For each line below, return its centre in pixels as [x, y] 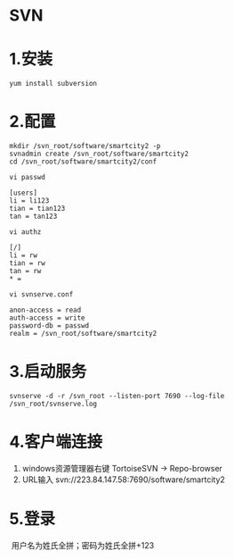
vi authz [25, 232]
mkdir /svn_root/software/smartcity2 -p [85, 146]
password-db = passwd [49, 326]
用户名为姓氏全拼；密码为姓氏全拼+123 [83, 545]
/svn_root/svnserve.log [53, 404]
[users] [24, 193]
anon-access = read [45, 310]
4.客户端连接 [56, 442]
